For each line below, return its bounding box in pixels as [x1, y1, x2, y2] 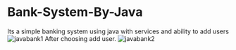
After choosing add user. [44, 34, 116, 42]
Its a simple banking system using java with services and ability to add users [7, 27, 229, 35]
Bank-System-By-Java [7, 4, 143, 20]
